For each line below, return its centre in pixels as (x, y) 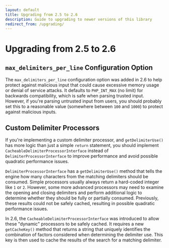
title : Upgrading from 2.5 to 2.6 (42, 15)
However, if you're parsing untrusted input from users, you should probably (83, 101)
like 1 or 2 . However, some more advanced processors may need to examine (84, 187)
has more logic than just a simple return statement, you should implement (82, 145)
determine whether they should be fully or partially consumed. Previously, (82, 198)
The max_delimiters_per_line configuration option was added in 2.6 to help (84, 80)
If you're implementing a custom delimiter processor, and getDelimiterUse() (84, 140)
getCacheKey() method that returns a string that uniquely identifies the (78, 229)
